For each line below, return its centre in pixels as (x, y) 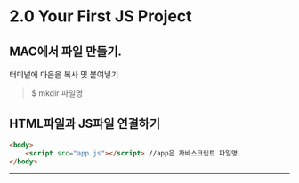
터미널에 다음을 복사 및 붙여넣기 (64, 74)
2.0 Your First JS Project (101, 16)
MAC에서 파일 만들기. (66, 51)
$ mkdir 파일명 (57, 93)
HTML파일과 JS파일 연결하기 (85, 124)
